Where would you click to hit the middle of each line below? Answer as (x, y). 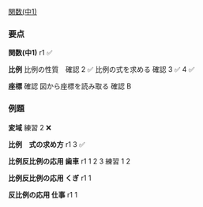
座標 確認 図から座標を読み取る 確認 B (70, 86)
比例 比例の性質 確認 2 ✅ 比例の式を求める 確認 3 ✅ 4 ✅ (101, 70)
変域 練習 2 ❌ (30, 127)
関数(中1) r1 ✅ (30, 53)
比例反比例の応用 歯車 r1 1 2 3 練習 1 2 (69, 161)
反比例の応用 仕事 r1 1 (43, 194)
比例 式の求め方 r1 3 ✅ (47, 144)
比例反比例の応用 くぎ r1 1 (50, 178)
